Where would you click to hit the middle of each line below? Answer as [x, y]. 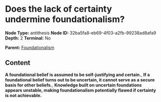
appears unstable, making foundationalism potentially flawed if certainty [80, 90]
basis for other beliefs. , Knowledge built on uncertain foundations [73, 85]
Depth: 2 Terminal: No [28, 38]
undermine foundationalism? [65, 19]
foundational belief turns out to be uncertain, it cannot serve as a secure [80, 80]
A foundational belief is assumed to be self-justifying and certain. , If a [78, 75]
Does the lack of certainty [59, 9]
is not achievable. [23, 95]
